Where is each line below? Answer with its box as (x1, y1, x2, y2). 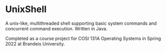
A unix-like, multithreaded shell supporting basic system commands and (5, 20, 157, 26)
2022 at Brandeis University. (5, 40, 65, 46)
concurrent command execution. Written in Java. (5, 25, 108, 31)
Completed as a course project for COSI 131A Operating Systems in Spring (5, 35, 161, 41)
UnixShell (5, 4, 47, 15)
